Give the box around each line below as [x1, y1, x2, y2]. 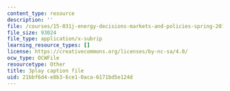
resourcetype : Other [7, 61, 66, 68]
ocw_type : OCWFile [7, 55, 60, 62]
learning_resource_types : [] [7, 42, 90, 49]
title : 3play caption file [7, 67, 84, 74]
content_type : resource [7, 10, 75, 17]
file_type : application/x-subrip [7, 36, 103, 42]
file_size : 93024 [7, 29, 57, 36]
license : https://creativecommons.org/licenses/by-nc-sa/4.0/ [7, 49, 188, 55]
